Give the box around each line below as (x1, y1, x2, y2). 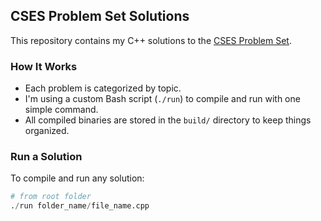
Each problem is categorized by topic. (24, 82, 182, 94)
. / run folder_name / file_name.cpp (10, 201, 150, 211)
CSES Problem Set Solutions (10, 8, 190, 25)
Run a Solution (10, 150, 83, 164)
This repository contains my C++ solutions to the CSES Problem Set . (10, 34, 292, 46)
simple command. (24, 104, 99, 116)
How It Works (10, 59, 78, 73)
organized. (24, 125, 70, 137)
